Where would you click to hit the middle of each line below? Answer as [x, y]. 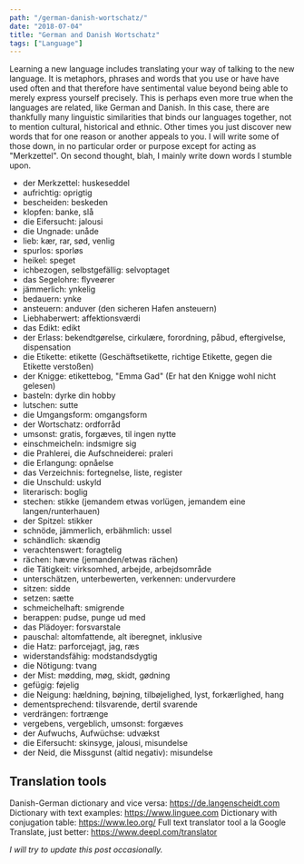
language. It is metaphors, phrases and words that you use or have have [144, 79]
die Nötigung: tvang [59, 666]
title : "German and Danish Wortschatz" [85, 35]
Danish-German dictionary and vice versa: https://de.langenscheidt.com [145, 803]
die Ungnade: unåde [61, 232]
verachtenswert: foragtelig [72, 550]
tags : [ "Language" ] [46, 43]
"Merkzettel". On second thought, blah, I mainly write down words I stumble [151, 156]
